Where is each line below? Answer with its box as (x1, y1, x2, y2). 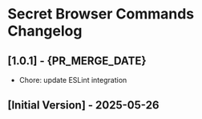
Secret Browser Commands (7, 5, 195, 23)
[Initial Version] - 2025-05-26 (7, 98, 160, 113)
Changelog (7, 22, 83, 40)
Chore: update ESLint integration (18, 76, 127, 84)
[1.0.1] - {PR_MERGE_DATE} (7, 54, 147, 68)
